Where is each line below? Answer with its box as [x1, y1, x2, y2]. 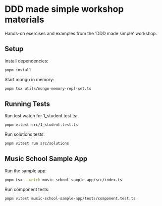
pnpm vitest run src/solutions [4, 141, 69, 146]
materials [4, 14, 45, 25]
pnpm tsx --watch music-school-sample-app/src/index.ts [4, 177, 122, 182]
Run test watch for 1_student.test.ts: [4, 113, 78, 119]
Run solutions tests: [4, 131, 45, 137]
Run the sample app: [4, 167, 47, 174]
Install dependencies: [4, 58, 49, 64]
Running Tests [4, 100, 50, 108]
